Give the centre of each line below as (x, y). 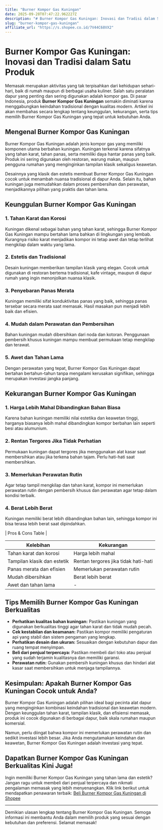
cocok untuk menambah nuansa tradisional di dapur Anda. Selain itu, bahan (81, 179)
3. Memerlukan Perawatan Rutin (44, 474)
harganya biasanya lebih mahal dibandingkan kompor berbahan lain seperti (80, 423)
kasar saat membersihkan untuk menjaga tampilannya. (66, 668)
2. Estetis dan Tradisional (35, 257)
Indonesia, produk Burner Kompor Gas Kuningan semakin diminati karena (79, 101)
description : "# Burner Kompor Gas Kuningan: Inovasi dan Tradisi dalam (80, 18)
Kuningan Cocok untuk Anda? (51, 691)
